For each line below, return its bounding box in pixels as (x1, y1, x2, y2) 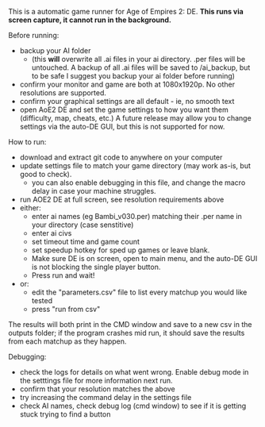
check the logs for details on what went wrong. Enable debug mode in (19, 367, 249, 376)
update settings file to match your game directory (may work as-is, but (19, 161, 252, 170)
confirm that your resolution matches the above (19, 384, 176, 394)
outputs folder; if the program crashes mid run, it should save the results (8, 329, 245, 337)
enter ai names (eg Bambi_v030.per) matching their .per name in (31, 212, 242, 221)
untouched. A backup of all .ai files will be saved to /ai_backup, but (31, 63, 251, 72)
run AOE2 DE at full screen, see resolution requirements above (19, 194, 225, 204)
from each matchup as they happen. (8, 337, 127, 346)
